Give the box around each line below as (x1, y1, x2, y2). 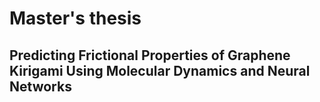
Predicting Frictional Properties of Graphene (9, 47, 291, 64)
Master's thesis (9, 7, 142, 30)
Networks (9, 78, 72, 95)
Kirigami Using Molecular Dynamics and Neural (9, 62, 311, 79)
